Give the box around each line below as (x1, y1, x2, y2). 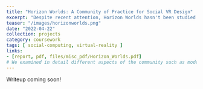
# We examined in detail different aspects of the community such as (6, 59, 185, 65)
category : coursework (6, 37, 61, 43)
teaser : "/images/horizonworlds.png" (6, 20, 101, 26)
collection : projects (6, 31, 61, 37)
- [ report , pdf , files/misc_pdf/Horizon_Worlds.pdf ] (6, 54, 142, 60)
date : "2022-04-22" (6, 25, 56, 32)
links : (6, 48, 23, 54)
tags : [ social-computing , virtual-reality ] (6, 43, 123, 49)
